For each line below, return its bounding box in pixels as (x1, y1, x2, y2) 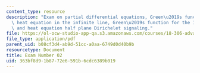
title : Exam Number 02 (6, 52, 62, 58)
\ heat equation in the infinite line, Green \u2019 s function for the (11, 19, 190, 25)
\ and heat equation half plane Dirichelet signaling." (11, 25, 153, 31)
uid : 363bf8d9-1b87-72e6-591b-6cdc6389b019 (6, 58, 116, 64)
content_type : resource (6, 8, 65, 15)
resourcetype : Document (6, 47, 65, 53)
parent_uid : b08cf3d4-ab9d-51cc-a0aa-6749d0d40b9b (6, 42, 135, 48)
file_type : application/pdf (6, 36, 76, 42)
